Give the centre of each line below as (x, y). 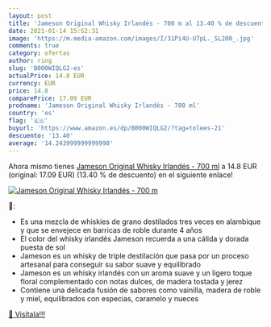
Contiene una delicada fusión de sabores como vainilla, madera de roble (140, 290)
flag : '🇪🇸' (28, 121)
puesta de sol (43, 247)
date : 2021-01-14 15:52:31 (54, 31)
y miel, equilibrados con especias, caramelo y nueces (109, 298)
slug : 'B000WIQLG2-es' (46, 68)
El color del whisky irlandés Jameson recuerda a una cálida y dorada (134, 238)
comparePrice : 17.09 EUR (50, 98)
